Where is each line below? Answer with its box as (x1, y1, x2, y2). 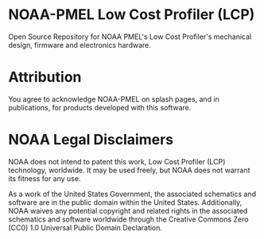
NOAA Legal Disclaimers (8, 131, 173, 148)
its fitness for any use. (8, 173, 81, 183)
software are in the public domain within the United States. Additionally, (8, 197, 243, 207)
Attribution (8, 68, 82, 87)
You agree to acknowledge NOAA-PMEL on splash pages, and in (8, 94, 220, 104)
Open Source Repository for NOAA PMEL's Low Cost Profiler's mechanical (8, 32, 252, 41)
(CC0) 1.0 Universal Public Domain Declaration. (8, 222, 163, 232)
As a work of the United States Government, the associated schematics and (8, 189, 257, 199)
